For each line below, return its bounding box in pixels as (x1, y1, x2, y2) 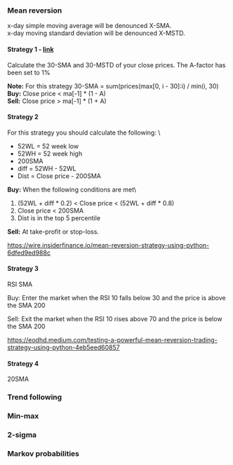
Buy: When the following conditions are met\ (7, 185, 137, 194)
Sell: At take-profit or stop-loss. (7, 227, 100, 236)
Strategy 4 (7, 359, 39, 368)
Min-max (7, 411, 39, 421)
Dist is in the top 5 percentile (17, 213, 100, 222)
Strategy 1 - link (7, 45, 54, 53)
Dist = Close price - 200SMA (17, 171, 102, 180)
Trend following (7, 392, 62, 402)
